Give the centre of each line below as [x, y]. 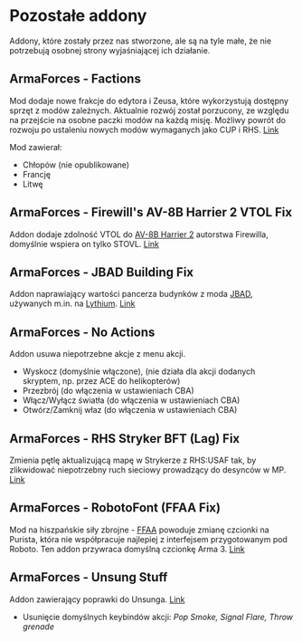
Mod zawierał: [36, 147]
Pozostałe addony [78, 16]
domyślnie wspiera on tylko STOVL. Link [85, 244]
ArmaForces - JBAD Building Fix [102, 272]
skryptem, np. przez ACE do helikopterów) [101, 381]
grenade [38, 627]
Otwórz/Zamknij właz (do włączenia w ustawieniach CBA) [130, 410]
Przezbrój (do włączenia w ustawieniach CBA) [108, 391]
